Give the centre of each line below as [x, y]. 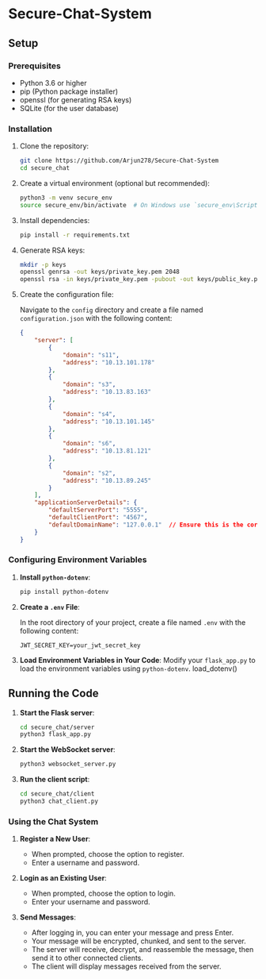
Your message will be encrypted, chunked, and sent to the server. [139, 941]
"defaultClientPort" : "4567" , [98, 518]
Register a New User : [55, 839]
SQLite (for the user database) [69, 108]
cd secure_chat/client [57, 794]
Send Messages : [48, 917]
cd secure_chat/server [57, 727]
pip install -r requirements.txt [75, 235]
